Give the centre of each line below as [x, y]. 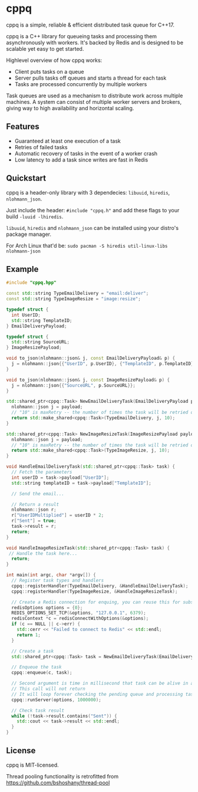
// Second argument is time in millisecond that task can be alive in [100, 683]
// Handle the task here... [43, 553]
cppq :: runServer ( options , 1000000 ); [56, 700]
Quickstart [26, 178]
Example [22, 269]
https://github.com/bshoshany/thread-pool [58, 783]
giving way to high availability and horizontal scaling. [70, 108]
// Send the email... [38, 494]
